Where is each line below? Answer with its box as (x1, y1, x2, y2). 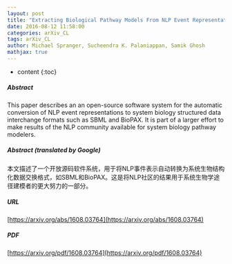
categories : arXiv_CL (7, 29, 70, 37)
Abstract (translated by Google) (7, 146, 101, 154)
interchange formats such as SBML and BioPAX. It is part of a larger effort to (7, 115, 224, 124)
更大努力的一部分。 (37, 181, 92, 190)
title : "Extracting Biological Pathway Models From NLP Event (7, 17, 190, 23)
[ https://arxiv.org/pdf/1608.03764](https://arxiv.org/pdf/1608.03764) (7, 248, 202, 256)
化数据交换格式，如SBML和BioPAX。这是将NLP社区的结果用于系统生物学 (7, 173, 214, 181)
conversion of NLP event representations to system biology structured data (7, 108, 222, 116)
